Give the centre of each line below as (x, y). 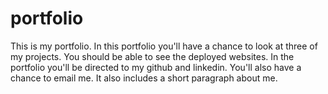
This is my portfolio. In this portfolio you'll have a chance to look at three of (164, 46)
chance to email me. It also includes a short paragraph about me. (144, 78)
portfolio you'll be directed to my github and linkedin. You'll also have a (156, 67)
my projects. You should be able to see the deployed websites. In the (152, 56)
